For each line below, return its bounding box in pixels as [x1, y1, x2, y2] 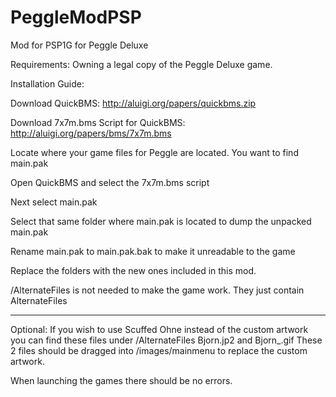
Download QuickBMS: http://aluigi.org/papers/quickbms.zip [10, 97, 257, 109]
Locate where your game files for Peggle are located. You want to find [10, 146, 299, 158]
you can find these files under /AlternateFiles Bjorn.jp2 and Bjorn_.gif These [10, 334, 323, 346]
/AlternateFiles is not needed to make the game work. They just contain [10, 284, 305, 296]
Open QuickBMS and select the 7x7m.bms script [10, 176, 210, 188]
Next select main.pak [10, 196, 98, 208]
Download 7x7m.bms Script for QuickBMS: [10, 116, 186, 128]
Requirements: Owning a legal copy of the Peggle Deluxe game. [10, 58, 273, 70]
